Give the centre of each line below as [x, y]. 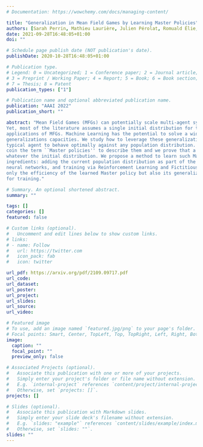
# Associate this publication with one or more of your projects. [94, 373]
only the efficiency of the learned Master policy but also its [89, 173]
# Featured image [28, 323]
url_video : [20, 312]
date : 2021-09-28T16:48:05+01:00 [48, 34]
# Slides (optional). [34, 407]
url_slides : [21, 301]
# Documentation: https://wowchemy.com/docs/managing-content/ [88, 12]
